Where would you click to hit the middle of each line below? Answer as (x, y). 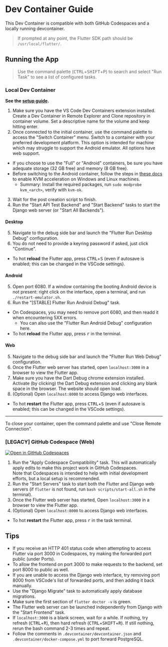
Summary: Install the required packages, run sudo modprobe (81, 184)
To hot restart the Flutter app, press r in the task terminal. (72, 520)
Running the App (32, 60)
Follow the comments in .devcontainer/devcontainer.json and (77, 633)
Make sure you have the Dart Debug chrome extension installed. (78, 378)
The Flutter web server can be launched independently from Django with (87, 607)
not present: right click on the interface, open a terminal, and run (79, 292)
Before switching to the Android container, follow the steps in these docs (87, 174)
